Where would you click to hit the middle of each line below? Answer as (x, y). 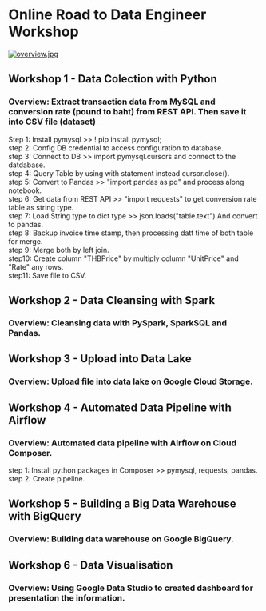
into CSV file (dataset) (52, 122)
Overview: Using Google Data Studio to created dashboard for (131, 588)
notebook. (25, 190)
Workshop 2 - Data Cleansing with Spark (112, 300)
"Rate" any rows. (36, 266)
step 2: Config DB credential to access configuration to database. (116, 148)
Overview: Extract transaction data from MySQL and (112, 102)
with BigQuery (45, 516)
